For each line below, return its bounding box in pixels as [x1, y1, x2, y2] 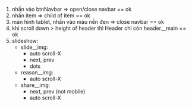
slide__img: [20, 43, 49, 51]
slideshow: [11, 38, 39, 44]
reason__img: [20, 69, 53, 76]
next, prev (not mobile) [29, 88, 86, 95]
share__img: [20, 82, 51, 89]
